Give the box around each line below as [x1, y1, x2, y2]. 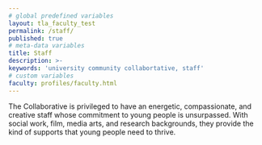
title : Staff [8, 49, 53, 57]
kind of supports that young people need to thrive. [8, 126, 176, 137]
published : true [8, 34, 63, 43]
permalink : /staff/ [8, 27, 74, 35]
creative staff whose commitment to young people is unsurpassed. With [8, 110, 248, 119]
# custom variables [8, 72, 74, 80]
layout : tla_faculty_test [8, 19, 95, 27]
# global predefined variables [8, 11, 114, 20]
